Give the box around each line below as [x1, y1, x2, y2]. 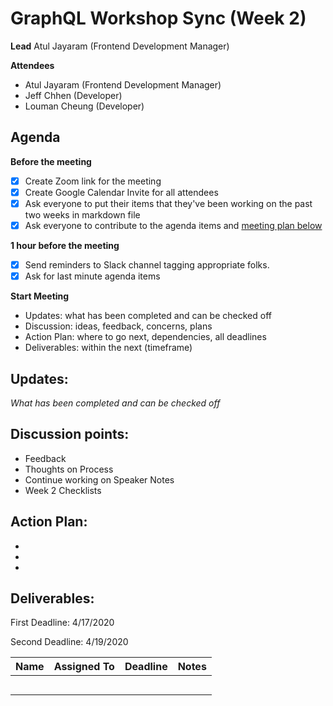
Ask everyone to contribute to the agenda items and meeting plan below [24, 219, 323, 231]
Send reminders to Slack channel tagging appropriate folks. [24, 259, 270, 271]
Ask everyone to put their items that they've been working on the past [24, 197, 313, 209]
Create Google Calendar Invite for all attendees [24, 186, 219, 198]
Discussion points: [10, 426, 130, 443]
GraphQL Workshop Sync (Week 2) [10, 7, 307, 30]
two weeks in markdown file [24, 208, 141, 221]
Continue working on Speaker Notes [24, 473, 175, 486]
